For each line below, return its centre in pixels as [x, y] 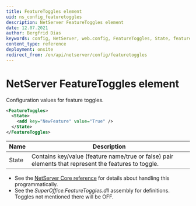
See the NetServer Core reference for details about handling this [92, 178]
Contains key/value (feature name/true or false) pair [102, 156]
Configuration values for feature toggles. [55, 100]
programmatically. [36, 184]
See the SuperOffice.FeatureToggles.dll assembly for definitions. [92, 190]
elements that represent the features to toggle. [95, 163]
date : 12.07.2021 [27, 28]
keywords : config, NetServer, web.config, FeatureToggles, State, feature [99, 39]
